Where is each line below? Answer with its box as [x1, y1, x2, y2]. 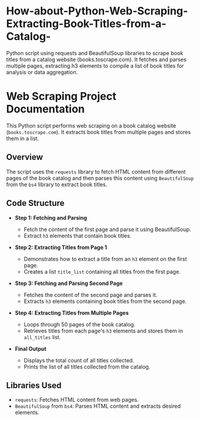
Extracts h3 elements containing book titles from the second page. [23, 298, 187, 305]
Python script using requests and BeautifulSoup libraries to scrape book [6, 49, 183, 56]
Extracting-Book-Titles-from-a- [6, 17, 167, 31]
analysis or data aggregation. [6, 68, 78, 75]
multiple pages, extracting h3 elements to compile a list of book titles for [6, 62, 184, 69]
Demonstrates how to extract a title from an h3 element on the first [23, 255, 187, 262]
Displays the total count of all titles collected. [23, 356, 134, 364]
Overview [6, 152, 44, 162]
